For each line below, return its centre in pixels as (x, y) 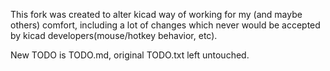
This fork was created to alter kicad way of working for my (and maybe (156, 14)
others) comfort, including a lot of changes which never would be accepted (165, 25)
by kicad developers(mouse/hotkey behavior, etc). (114, 35)
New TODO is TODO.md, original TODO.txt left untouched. (130, 55)
